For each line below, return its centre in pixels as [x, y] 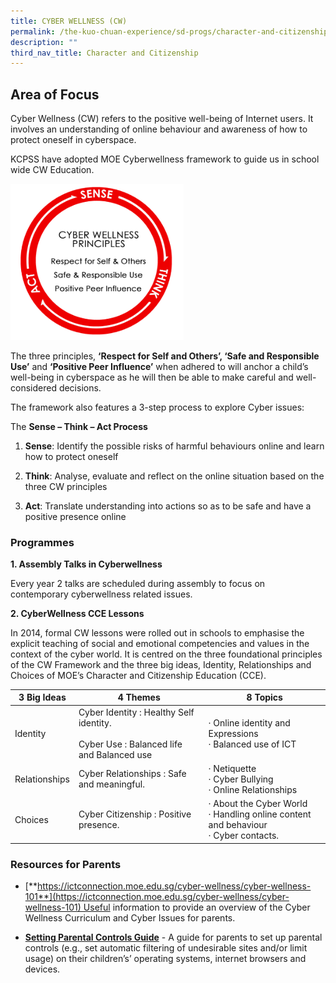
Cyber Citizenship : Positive [135, 814]
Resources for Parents [66, 864]
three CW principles [66, 486]
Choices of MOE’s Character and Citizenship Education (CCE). [138, 675]
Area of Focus [55, 94]
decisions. [80, 387]
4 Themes [139, 697]
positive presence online [75, 516]
